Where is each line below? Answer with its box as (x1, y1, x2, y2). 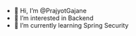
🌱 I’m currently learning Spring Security (13, 21, 129, 29)
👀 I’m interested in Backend (13, 14, 94, 22)
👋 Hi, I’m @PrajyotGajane (13, 7, 87, 15)
